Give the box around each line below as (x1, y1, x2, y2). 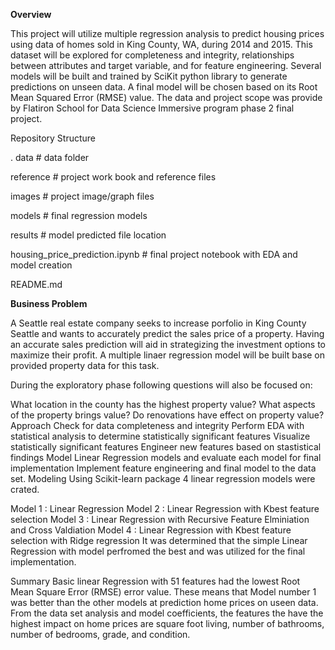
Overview (10, 9, 52, 20)
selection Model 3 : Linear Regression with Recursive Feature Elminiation (10, 514, 310, 525)
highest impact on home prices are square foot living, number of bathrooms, (10, 618, 325, 629)
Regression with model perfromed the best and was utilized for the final (10, 545, 306, 557)
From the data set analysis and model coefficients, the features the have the (10, 607, 324, 619)
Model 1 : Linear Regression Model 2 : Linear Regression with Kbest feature (10, 503, 320, 514)
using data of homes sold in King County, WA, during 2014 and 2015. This (10, 39, 313, 50)
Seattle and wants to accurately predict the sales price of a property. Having (10, 328, 325, 339)
